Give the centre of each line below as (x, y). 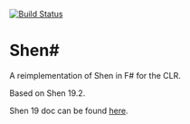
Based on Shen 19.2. (47, 93)
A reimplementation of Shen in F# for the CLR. (95, 75)
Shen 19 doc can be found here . (69, 110)
